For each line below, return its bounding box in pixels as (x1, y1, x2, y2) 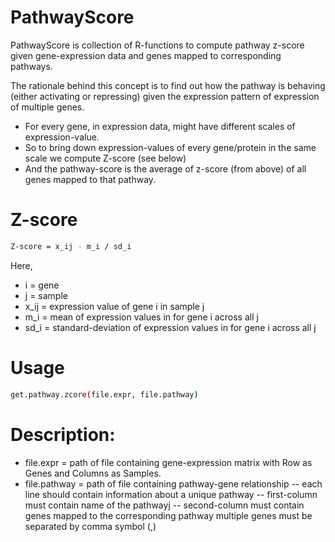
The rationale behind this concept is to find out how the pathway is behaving (10, 79, 326, 91)
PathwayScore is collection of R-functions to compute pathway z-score (10, 39, 305, 51)
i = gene (24, 279, 60, 291)
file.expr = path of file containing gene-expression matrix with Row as (24, 456, 313, 468)
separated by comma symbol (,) (24, 520, 157, 532)
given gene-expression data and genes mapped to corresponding (10, 49, 282, 61)
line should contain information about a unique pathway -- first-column (24, 488, 318, 500)
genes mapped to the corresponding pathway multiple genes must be (24, 509, 313, 521)
